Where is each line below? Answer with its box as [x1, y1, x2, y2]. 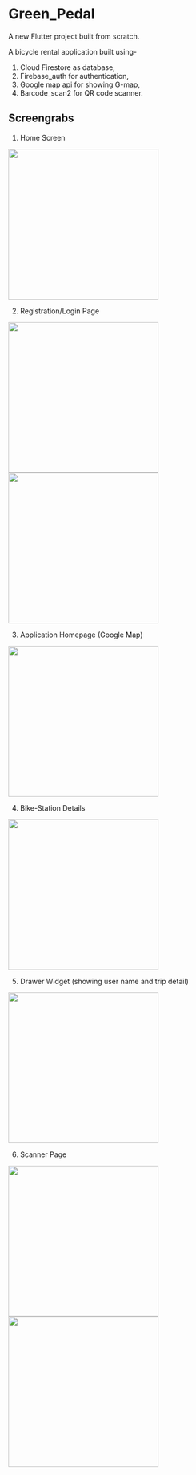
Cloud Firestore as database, [19, 62, 116, 72]
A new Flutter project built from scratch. [8, 31, 140, 41]
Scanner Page [19, 1150, 67, 1159]
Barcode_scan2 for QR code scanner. [19, 88, 144, 97]
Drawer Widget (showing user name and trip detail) [19, 976, 190, 986]
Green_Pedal [8, 5, 95, 23]
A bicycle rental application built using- [8, 47, 138, 56]
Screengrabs [8, 112, 74, 125]
